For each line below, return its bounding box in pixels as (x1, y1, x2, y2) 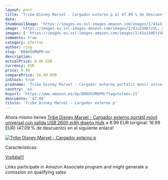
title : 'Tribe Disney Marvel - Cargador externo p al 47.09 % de (5, 12, 144, 17)
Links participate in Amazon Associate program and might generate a (5, 164, 148, 170)
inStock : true (5, 77, 35, 82)
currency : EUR (5, 63, 35, 68)
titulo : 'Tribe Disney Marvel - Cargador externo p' (5, 101, 117, 106)
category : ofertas (5, 40, 43, 45)
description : (5, 54, 32, 59)
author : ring (5, 45, 32, 50)
